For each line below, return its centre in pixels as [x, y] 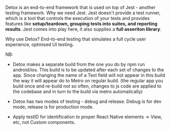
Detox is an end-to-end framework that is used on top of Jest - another [81, 7]
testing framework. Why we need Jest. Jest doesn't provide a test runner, [83, 13]
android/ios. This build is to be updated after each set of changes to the [88, 70]
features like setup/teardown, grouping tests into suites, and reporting [81, 24]
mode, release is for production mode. [53, 107]
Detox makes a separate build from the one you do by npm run [79, 64]
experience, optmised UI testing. [40, 45]
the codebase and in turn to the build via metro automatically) [78, 91]
